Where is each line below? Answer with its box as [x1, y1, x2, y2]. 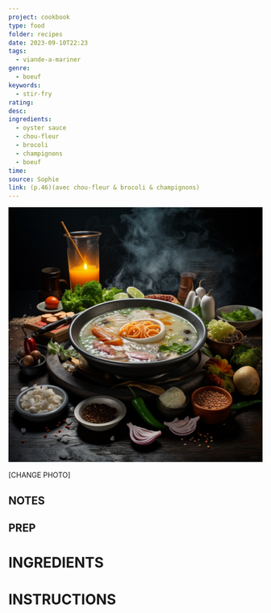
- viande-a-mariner [15, 56, 81, 64]
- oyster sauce [15, 124, 67, 133]
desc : [8, 107, 27, 115]
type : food [8, 21, 45, 30]
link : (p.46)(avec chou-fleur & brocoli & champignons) [8, 184, 200, 192]
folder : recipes [8, 30, 63, 38]
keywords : [8, 81, 42, 89]
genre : [8, 65, 31, 73]
